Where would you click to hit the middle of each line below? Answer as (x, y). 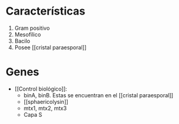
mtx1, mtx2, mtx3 (45, 108)
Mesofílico (28, 34)
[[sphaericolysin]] (46, 102)
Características (46, 11)
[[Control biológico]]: (41, 89)
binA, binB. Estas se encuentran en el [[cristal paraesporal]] (98, 95)
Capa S (33, 114)
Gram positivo (32, 28)
